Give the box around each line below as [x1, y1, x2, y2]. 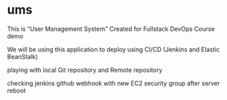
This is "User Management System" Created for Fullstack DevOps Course [7, 25, 215, 33]
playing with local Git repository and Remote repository [7, 66, 163, 74]
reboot [7, 86, 26, 95]
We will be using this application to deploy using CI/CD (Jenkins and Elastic [7, 45, 220, 53]
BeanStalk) [7, 52, 38, 60]
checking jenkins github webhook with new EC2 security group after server [7, 79, 220, 87]
